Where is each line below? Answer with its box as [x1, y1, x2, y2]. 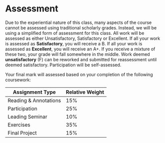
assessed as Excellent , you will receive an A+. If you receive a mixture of [5, 46, 156, 52]
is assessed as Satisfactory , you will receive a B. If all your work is [5, 40, 143, 46]
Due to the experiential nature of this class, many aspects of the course [5, 19, 152, 25]
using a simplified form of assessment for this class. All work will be [5, 30, 145, 36]
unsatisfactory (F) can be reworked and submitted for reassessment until [5, 56, 157, 62]
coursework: [5, 77, 31, 83]
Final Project [7, 129, 37, 136]
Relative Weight [65, 88, 105, 95]
